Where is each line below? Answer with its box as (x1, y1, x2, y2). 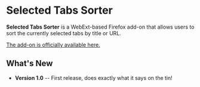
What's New (6, 58, 53, 69)
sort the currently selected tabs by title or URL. (6, 29, 121, 36)
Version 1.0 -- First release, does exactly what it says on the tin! (14, 74, 173, 81)
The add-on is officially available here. (6, 41, 100, 48)
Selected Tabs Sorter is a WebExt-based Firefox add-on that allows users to (6, 23, 195, 30)
